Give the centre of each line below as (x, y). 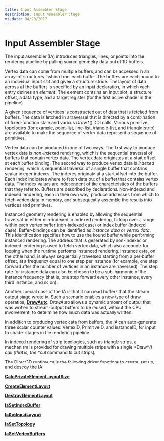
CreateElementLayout (28, 386)
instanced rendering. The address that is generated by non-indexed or (76, 240)
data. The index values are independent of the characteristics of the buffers (82, 184)
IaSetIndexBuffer (23, 405)
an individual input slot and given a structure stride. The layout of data (76, 82)
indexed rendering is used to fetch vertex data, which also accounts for (77, 246)
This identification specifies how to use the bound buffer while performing (80, 235)
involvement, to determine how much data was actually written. (69, 312)
